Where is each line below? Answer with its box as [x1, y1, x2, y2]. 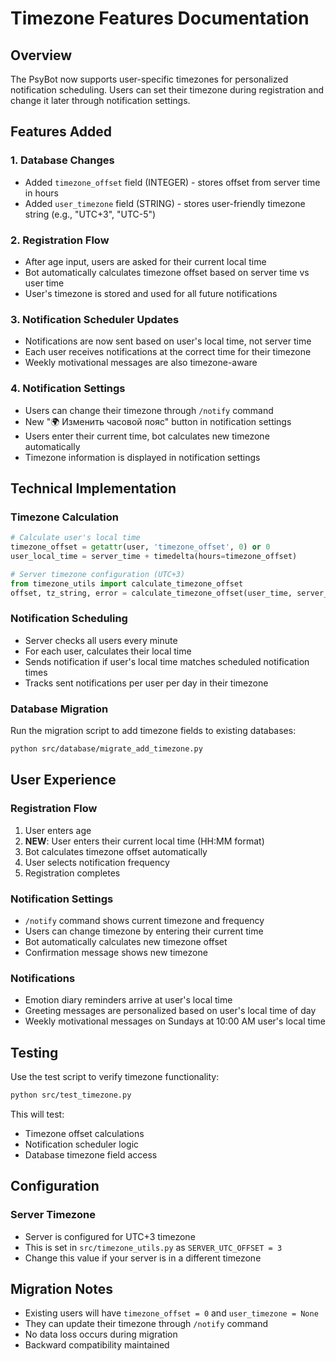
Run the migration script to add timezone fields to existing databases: [10, 725, 297, 737]
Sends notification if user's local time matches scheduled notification [24, 655, 310, 667]
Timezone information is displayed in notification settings [24, 451, 261, 463]
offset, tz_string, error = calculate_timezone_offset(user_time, [10, 588, 293, 598]
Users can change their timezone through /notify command [24, 404, 274, 416]
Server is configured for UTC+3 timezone [24, 1230, 196, 1242]
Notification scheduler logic [24, 1138, 140, 1150]
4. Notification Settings [10, 382, 126, 396]
